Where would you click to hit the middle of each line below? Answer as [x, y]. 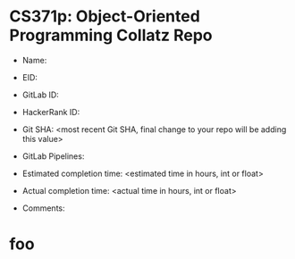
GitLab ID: [41, 95]
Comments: [43, 208]
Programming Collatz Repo [111, 35]
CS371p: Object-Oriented [105, 17]
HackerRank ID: [51, 112]
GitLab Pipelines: [53, 156]
